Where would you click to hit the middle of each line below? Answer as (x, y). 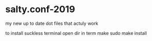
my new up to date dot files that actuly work (52, 23)
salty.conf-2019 (40, 9)
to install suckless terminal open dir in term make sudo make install (76, 33)
